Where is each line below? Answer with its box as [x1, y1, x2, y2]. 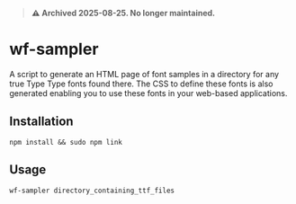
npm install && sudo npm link [9, 137, 123, 146]
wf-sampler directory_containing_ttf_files [9, 186, 175, 195]
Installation [9, 114, 74, 129]
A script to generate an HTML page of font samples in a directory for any [9, 68, 280, 79]
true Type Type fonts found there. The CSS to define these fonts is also [9, 78, 274, 89]
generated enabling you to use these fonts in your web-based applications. [9, 87, 288, 98]
